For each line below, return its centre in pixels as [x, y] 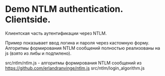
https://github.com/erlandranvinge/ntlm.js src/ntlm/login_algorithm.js [75, 68]
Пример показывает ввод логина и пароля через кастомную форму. [77, 42]
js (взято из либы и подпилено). [38, 53]
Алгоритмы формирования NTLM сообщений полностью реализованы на [83, 48]
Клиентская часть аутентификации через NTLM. [56, 33]
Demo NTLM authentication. [64, 9]
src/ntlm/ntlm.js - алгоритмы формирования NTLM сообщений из [73, 63]
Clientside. [28, 19]
